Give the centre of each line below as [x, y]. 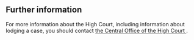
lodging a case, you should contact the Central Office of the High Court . [97, 30]
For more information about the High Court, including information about [95, 24]
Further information [44, 10]
